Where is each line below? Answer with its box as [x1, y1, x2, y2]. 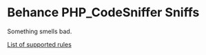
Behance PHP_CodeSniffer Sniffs [7, 5, 200, 20]
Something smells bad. [7, 27, 72, 35]
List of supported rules [7, 40, 72, 48]
